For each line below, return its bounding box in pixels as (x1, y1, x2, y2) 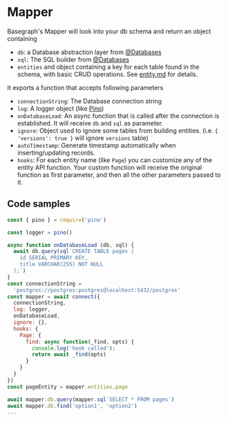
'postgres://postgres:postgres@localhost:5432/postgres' (13, 286, 181, 293)
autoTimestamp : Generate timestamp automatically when (17, 141, 176, 149)
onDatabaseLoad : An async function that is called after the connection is (17, 112, 220, 120)
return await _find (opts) (32, 351, 107, 358)
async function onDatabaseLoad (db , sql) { (7, 241, 135, 248)
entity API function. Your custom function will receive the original (17, 163, 202, 171)
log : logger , (13, 306, 51, 313)
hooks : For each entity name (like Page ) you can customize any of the (17, 155, 213, 164)
